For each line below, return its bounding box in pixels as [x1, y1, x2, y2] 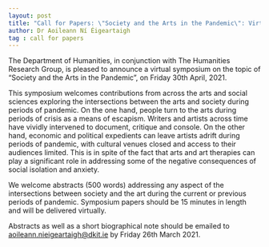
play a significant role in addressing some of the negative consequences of [8, 157, 257, 166]
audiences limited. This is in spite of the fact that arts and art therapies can [8, 148, 255, 157]
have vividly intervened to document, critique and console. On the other [8, 122, 246, 132]
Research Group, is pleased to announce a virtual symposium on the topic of [8, 65, 261, 74]
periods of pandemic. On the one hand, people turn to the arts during [8, 106, 237, 115]
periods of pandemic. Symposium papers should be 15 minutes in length [8, 197, 247, 207]
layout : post [8, 11, 52, 20]
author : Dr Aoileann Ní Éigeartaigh [8, 26, 130, 34]
